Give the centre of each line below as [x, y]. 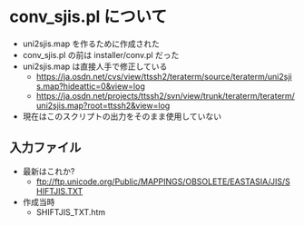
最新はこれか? [49, 171]
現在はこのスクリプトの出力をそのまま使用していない [122, 116]
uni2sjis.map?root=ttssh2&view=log [103, 105]
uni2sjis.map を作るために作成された [91, 44]
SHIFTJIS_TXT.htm [71, 211]
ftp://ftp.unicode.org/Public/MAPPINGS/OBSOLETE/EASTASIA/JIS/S [163, 182]
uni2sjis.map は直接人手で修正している [95, 66]
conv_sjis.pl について [88, 17]
